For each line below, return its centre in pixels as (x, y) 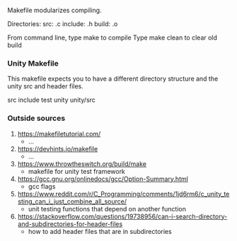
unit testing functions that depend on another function (107, 208)
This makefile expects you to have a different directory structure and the (113, 79)
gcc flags (42, 186)
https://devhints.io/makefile (58, 148)
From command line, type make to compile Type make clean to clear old (112, 37)
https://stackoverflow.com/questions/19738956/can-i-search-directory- (122, 216)
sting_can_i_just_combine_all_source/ (72, 201)
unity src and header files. (45, 86)
